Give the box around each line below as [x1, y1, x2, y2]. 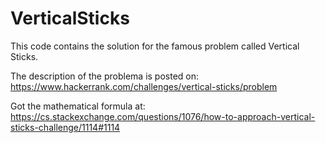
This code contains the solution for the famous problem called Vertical [10, 40, 300, 52]
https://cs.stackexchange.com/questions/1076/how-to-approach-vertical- [10, 110, 316, 122]
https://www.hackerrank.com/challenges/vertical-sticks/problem [10, 80, 278, 92]
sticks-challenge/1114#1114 [10, 121, 121, 133]
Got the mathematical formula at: [10, 100, 146, 112]
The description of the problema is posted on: [10, 70, 200, 82]
